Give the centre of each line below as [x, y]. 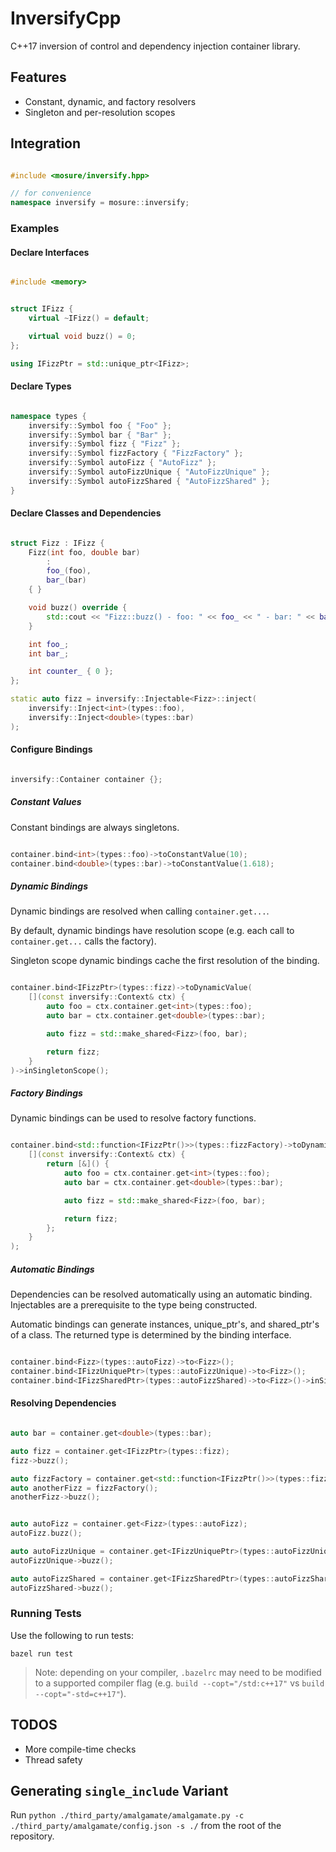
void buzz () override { [78, 608]
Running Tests [46, 1614]
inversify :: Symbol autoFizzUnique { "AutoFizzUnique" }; [149, 472]
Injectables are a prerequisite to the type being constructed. [134, 1305]
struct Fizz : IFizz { [57, 543]
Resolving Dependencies [63, 1403]
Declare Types [41, 386]
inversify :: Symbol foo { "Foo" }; [100, 425]
